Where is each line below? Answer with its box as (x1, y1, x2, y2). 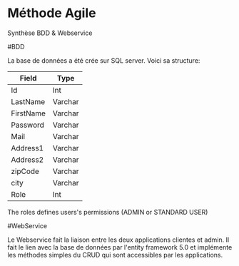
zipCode (11, 166, 39, 176)
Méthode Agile (7, 5, 96, 21)
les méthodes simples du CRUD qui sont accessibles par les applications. (7, 250, 223, 259)
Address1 (11, 143, 44, 153)
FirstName (11, 108, 46, 118)
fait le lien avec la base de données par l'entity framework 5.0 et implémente (7, 242, 233, 251)
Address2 (11, 155, 44, 165)
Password (11, 120, 45, 130)
